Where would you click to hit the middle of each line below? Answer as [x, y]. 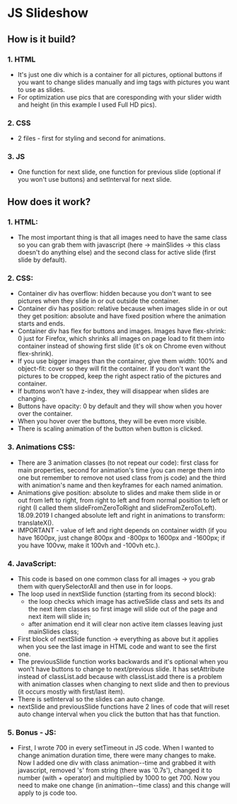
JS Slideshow [48, 13]
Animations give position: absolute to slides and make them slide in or [119, 492]
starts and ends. [41, 324]
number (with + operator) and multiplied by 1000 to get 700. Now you [119, 778]
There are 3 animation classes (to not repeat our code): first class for [118, 462]
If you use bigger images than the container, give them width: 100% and [122, 361]
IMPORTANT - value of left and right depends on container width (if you [122, 530]
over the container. [45, 414]
